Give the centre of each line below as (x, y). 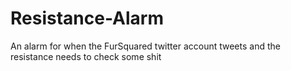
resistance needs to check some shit (86, 56)
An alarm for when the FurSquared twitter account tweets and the (145, 46)
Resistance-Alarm (87, 18)
